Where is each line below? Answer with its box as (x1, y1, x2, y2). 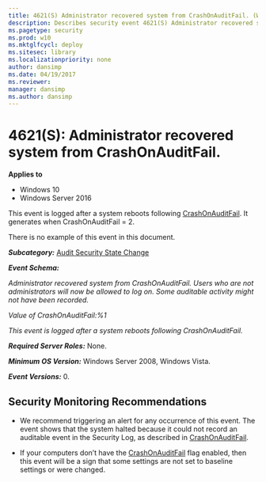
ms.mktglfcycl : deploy (8, 41, 83, 49)
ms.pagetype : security (8, 26, 83, 34)
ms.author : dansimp (8, 93, 73, 101)
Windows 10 (19, 185, 60, 195)
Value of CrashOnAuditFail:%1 (8, 310, 107, 321)
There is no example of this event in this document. (8, 233, 176, 242)
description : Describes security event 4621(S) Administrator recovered (8, 19, 253, 27)
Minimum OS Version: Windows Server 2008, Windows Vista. (8, 357, 211, 366)
